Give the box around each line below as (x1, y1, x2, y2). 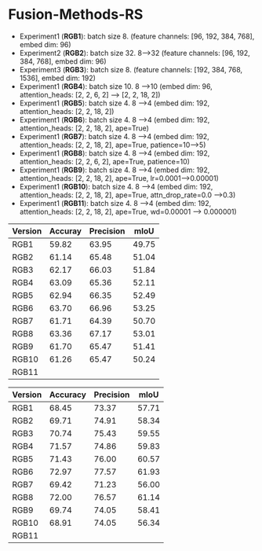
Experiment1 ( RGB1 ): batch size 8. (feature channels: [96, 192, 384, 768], (19, 31, 255, 41)
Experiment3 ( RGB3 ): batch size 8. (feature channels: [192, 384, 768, (19, 64, 243, 74)
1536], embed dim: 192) (19, 73, 96, 83)
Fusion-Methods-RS (8, 6, 144, 24)
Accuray (49, 226, 82, 237)
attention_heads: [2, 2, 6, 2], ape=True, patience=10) (19, 156, 191, 166)
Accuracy (49, 389, 86, 400)
